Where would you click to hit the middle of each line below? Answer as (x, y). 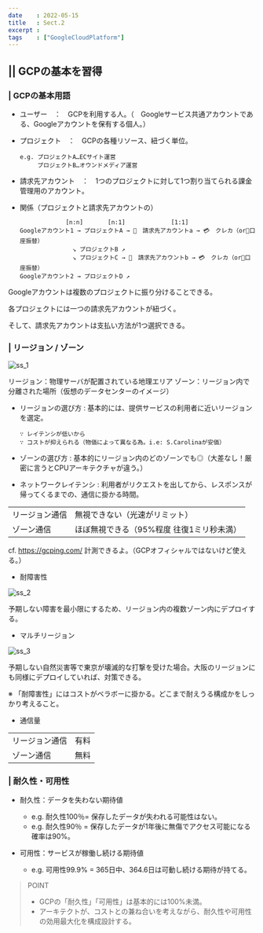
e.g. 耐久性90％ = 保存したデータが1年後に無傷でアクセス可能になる (141, 826)
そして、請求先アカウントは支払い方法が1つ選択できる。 (99, 325)
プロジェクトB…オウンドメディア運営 (88, 165)
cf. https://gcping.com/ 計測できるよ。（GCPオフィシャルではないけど (121, 550)
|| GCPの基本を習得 (55, 71)
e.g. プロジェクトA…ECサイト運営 (68, 157)
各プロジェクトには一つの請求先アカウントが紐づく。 (94, 308)
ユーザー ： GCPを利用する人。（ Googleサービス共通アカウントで (133, 114)
